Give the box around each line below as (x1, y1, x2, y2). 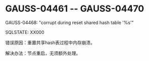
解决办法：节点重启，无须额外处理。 (5, 50, 81, 56)
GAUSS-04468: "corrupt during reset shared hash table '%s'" (5, 19, 134, 25)
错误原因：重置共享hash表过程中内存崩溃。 (5, 39, 95, 45)
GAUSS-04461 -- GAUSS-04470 (5, 3, 144, 14)
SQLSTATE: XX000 (5, 29, 44, 35)
